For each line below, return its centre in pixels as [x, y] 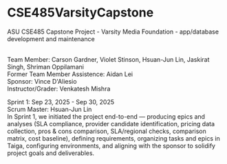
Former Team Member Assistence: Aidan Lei [70, 74]
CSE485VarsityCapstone [80, 13]
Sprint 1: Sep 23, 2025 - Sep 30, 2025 [61, 102]
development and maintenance [51, 38]
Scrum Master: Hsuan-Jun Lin [50, 109]
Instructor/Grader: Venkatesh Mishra [59, 89]
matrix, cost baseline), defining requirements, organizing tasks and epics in [113, 138]
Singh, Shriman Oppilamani [46, 67]
